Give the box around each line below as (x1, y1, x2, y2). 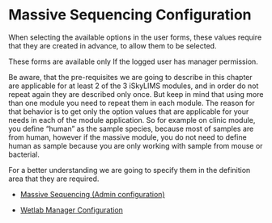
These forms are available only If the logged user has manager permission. (8, 57, 259, 66)
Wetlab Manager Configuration (19, 204, 124, 215)
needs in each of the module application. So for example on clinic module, (8, 115, 256, 124)
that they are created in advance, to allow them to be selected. (8, 40, 217, 50)
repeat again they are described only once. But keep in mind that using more (8, 89, 264, 99)
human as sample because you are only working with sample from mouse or (8, 141, 263, 150)
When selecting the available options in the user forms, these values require (8, 32, 262, 42)
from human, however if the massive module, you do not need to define (8, 132, 247, 142)
